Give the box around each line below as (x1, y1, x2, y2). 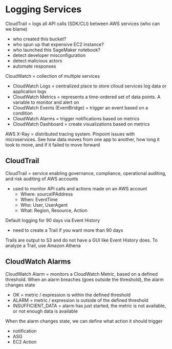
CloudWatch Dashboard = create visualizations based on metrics (12, 121, 150, 127)
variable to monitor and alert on (12, 99, 79, 105)
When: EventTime (20, 196, 58, 203)
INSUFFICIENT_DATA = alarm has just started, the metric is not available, (12, 302, 166, 309)
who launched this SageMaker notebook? (12, 47, 101, 53)
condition (12, 110, 33, 116)
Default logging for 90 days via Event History (5, 217, 100, 223)
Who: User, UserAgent (20, 202, 68, 208)
